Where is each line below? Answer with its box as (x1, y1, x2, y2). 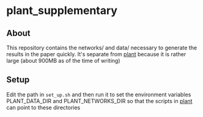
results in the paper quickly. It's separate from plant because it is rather (6, 51, 186, 58)
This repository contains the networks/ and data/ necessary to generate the (6, 44, 197, 51)
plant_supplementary (6, 4, 118, 18)
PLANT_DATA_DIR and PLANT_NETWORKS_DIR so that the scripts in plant (6, 97, 193, 104)
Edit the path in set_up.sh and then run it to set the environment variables (6, 91, 191, 98)
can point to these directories (6, 104, 81, 111)
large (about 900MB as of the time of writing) (6, 57, 120, 64)
